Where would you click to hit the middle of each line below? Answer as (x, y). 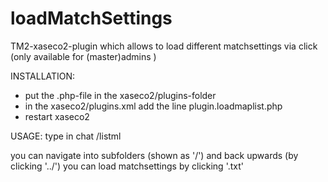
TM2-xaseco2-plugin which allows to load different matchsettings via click (164, 46)
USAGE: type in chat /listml (66, 136)
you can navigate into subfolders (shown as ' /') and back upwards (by (154, 155)
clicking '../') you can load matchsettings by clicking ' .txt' (127, 166)
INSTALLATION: (43, 76)
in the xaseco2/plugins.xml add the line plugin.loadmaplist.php (153, 106)
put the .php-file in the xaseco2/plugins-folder (120, 95)
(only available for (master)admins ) (83, 56)
